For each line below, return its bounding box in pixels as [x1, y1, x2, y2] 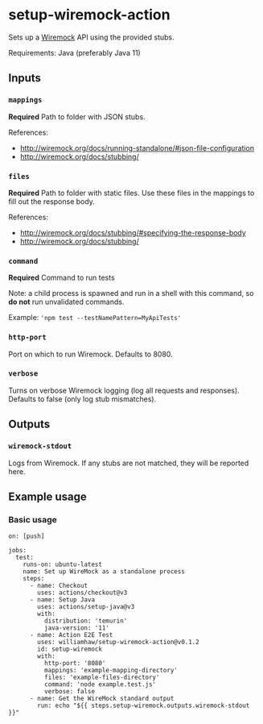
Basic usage [8, 514, 58, 525]
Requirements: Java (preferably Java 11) [8, 48, 141, 57]
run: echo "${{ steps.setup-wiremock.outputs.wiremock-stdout [37, 701, 250, 710]
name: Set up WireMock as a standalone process [23, 568, 185, 576]
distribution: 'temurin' [43, 617, 128, 626]
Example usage [8, 489, 87, 503]
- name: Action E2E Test [29, 631, 113, 639]
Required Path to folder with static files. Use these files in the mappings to [8, 188, 255, 198]
